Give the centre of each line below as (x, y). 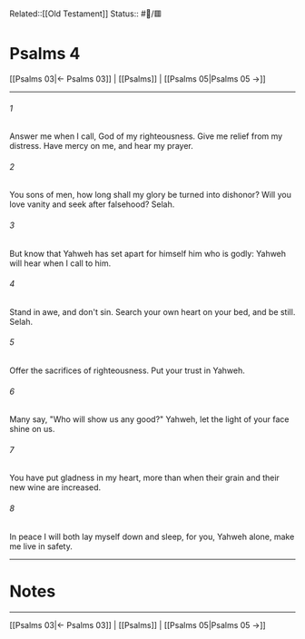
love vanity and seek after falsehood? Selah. (92, 204)
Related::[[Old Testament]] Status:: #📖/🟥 (86, 14)
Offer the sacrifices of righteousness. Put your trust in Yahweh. (127, 370)
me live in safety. (41, 546)
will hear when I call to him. (60, 263)
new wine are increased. (55, 487)
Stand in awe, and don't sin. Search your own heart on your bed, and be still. (152, 311)
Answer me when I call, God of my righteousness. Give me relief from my (146, 136)
